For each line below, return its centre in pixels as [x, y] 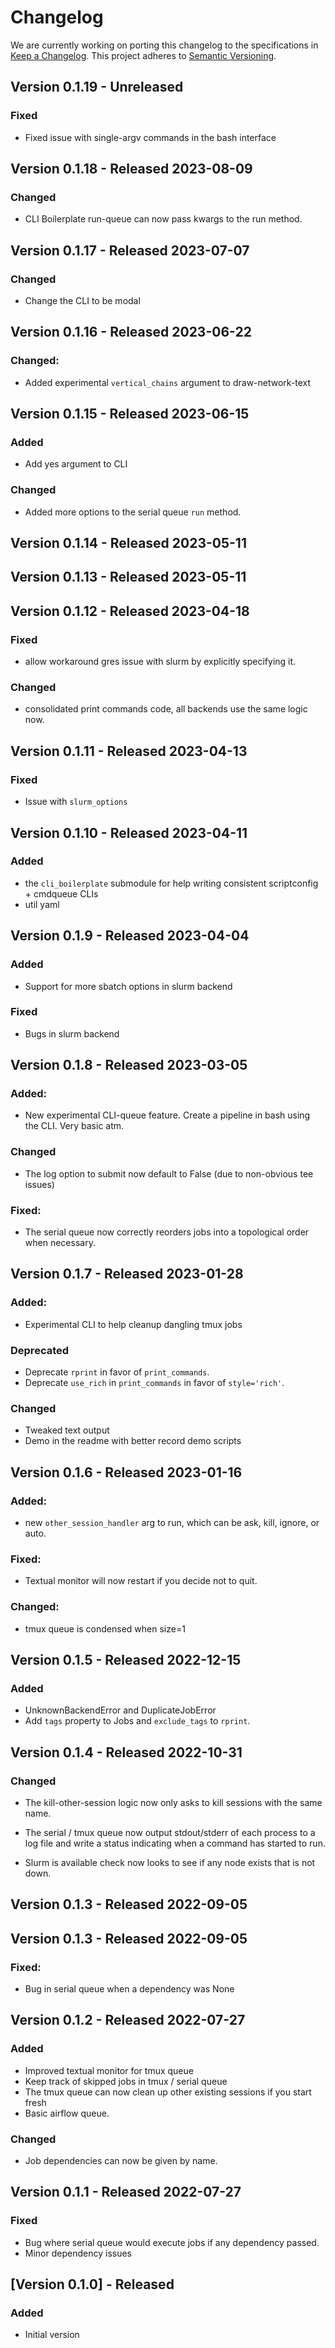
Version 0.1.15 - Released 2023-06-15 [130, 414]
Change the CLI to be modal [82, 300]
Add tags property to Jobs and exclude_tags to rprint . [137, 1721]
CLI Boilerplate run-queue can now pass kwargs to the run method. [163, 219]
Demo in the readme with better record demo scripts [133, 1441]
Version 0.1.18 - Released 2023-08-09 [131, 169]
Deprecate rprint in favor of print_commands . [117, 1372]
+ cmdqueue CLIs [61, 893]
